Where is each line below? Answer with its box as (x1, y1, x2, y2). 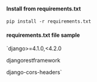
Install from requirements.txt (6, 5, 81, 12)
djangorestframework (6, 57, 61, 64)
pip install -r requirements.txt (6, 18, 92, 24)
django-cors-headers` (6, 69, 62, 76)
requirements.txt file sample (6, 31, 81, 39)
